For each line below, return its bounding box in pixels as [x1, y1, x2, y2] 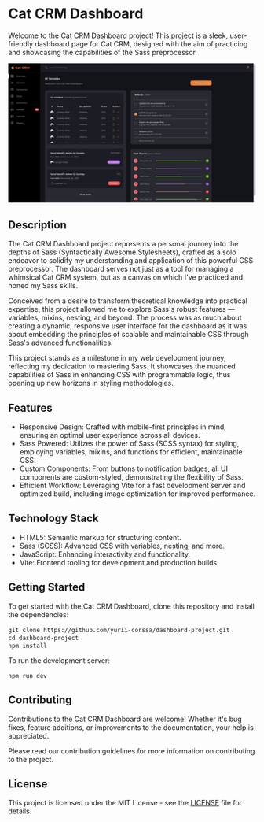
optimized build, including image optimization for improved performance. [19, 489, 256, 498]
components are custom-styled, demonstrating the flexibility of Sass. [19, 472, 244, 482]
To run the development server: [8, 655, 110, 665]
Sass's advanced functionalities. [8, 338, 113, 347]
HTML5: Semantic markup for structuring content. [19, 532, 182, 542]
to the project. [8, 754, 53, 764]
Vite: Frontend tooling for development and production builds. [19, 557, 220, 567]
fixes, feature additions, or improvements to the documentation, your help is [8, 722, 254, 732]
